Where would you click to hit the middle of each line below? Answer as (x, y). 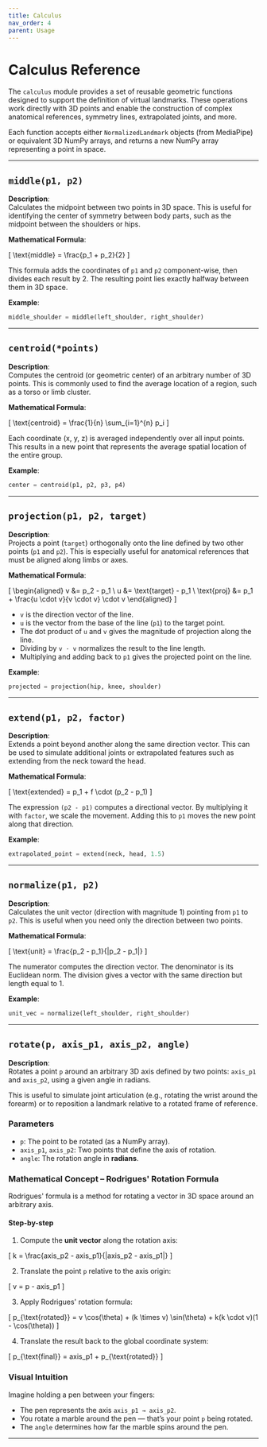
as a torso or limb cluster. (50, 392)
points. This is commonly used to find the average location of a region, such (133, 383)
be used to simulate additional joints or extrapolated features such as (121, 753)
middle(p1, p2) (46, 181)
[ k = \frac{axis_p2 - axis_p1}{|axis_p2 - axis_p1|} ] (91, 1255)
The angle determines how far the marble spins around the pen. (124, 1426)
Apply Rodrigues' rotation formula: (76, 1302)
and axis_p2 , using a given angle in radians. (79, 1079)
